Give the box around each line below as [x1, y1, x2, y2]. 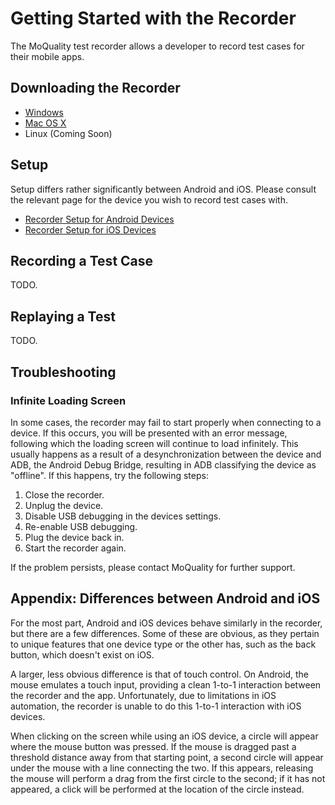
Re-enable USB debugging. [24, 520, 138, 532]
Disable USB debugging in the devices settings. [24, 510, 222, 522]
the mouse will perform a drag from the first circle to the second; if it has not [10, 772, 326, 784]
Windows [24, 106, 64, 118]
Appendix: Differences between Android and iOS [10, 590, 321, 607]
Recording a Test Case [10, 252, 154, 269]
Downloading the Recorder [10, 80, 181, 97]
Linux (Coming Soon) [24, 127, 113, 139]
